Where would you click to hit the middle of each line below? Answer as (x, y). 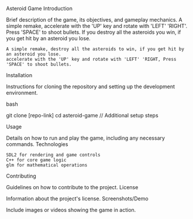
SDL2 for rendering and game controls (53, 155)
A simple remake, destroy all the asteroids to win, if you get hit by (95, 49)
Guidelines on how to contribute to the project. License (72, 187)
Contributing (21, 176)
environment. (22, 93)
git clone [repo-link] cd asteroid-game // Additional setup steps (82, 115)
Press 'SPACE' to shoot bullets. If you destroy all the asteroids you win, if (94, 32)
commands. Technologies (37, 144)
